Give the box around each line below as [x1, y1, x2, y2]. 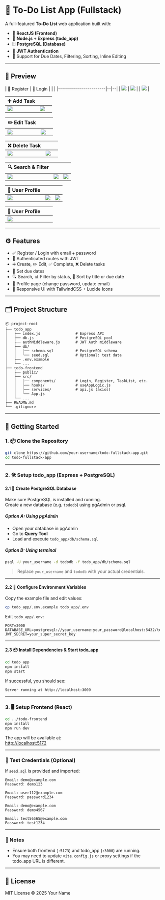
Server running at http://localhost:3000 [5, 687, 91, 692]
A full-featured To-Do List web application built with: [5, 21, 112, 27]
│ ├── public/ [5, 370, 38, 375]
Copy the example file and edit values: [5, 595, 82, 601]
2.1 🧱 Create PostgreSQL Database [5, 485, 77, 491]
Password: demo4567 [5, 808, 45, 812]
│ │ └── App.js [5, 391, 45, 396]
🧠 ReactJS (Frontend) [12, 30, 57, 36]
